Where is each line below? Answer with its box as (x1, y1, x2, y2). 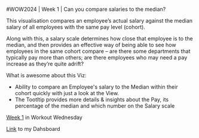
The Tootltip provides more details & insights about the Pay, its (14, 96, 169, 103)
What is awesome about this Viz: (6, 72, 87, 79)
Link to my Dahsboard (6, 126, 61, 132)
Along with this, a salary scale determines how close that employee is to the (6, 35, 193, 42)
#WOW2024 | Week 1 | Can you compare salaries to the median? (6, 6, 166, 12)
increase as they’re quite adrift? (6, 60, 84, 67)
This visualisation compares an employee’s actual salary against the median (6, 17, 193, 24)
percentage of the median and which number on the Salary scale (14, 102, 175, 109)
